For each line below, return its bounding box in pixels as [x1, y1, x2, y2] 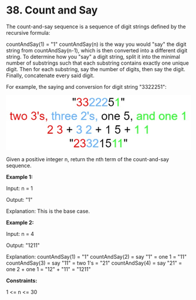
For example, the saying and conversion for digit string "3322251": [6, 83, 167, 90]
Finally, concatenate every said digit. [6, 72, 95, 79]
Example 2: [6, 219, 34, 226]
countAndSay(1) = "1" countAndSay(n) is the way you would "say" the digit [6, 41, 187, 48]
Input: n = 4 [6, 231, 34, 238]
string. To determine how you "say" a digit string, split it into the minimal [6, 53, 180, 60]
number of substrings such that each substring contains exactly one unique [6, 59, 189, 66]
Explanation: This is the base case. [6, 208, 90, 215]
